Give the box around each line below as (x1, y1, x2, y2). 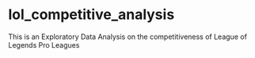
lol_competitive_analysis (8, 6, 175, 24)
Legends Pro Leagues (8, 40, 80, 49)
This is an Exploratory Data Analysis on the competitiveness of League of (8, 32, 248, 41)
